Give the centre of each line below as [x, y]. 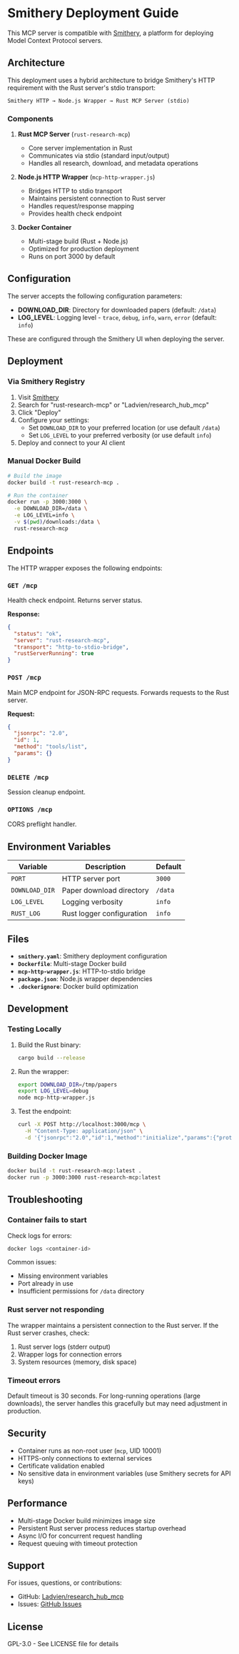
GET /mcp [22, 585]
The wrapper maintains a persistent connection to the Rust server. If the [113, 1325]
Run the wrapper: [43, 1071]
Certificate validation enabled [61, 1466]
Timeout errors [34, 1380]
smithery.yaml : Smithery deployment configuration [92, 956]
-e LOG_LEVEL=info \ [44, 515]
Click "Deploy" [39, 412]
